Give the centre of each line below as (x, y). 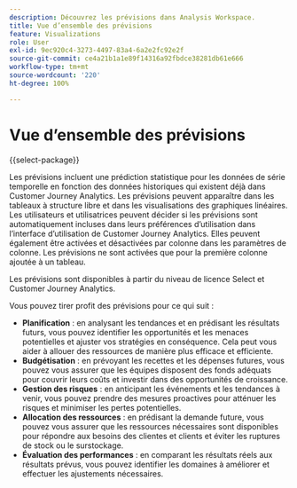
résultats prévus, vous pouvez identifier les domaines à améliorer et (146, 464)
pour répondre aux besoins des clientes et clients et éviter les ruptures (151, 436)
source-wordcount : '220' (55, 75)
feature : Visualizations (55, 34)
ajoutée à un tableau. (47, 262)
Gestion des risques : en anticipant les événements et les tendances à (151, 389)
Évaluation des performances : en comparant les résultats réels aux (147, 454)
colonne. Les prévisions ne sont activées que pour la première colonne (139, 252)
